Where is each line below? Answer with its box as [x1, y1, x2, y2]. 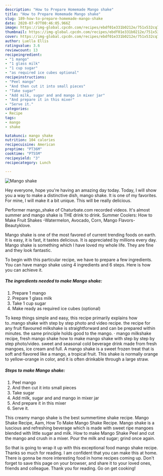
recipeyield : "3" [5, 156, 40, 161]
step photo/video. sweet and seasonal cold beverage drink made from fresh [5, 341, 157, 347]
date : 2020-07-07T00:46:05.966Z [5, 20, 70, 26]
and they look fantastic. [5, 247, 52, 253]
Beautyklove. [5, 222, 32, 228]
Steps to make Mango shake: [5, 367, 65, 374]
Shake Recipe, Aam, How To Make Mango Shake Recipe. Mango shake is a [5, 420, 155, 426]
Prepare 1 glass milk [12, 295, 52, 301]
